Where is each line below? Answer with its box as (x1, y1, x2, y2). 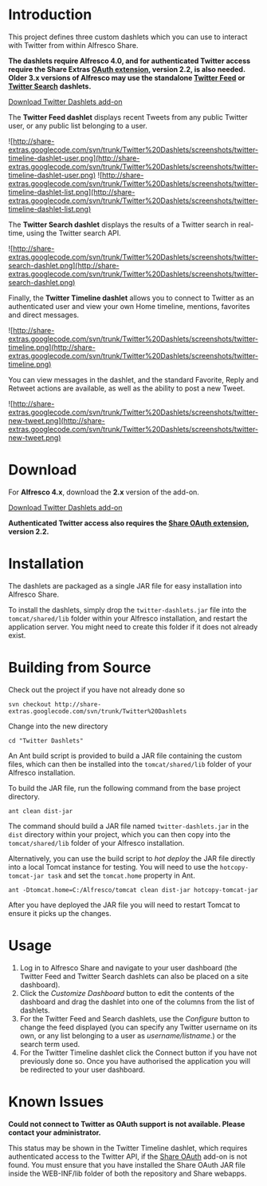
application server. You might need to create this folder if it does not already (8, 621, 258, 632)
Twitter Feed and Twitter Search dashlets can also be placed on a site (19, 971, 249, 981)
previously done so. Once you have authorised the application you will (19, 1056, 251, 1065)
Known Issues (8, 1093, 104, 1111)
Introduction (8, 6, 92, 24)
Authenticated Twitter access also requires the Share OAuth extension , (8, 518, 249, 528)
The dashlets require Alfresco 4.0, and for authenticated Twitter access (8, 56, 251, 65)
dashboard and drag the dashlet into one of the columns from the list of (19, 997, 255, 1006)
